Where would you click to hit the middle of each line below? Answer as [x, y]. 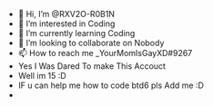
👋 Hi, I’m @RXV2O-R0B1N [66, 14]
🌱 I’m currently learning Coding [76, 33]
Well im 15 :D [42, 76]
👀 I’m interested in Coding [66, 24]
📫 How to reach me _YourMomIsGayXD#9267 [105, 53]
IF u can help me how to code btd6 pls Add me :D [111, 85]
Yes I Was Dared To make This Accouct [92, 66]
